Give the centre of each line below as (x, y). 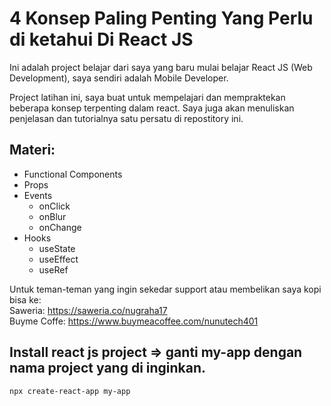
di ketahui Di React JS (101, 39)
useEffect (58, 259)
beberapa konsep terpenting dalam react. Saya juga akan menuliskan (152, 108)
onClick (54, 206)
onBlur (52, 216)
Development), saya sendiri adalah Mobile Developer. (119, 78)
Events (38, 195)
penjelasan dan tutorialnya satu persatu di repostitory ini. (126, 118)
